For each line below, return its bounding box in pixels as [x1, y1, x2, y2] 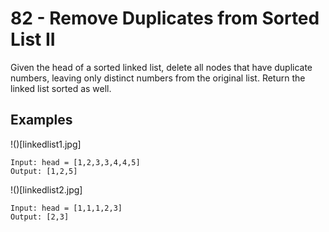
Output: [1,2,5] [10, 166, 78, 176]
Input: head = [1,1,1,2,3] [10, 203, 123, 213]
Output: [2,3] [10, 212, 70, 222]
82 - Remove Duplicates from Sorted [10, 7, 320, 30]
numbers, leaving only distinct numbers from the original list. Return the [10, 72, 306, 84]
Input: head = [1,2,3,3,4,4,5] [10, 157, 141, 167]
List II [10, 28, 56, 51]
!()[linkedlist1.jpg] [10, 138, 82, 150]
